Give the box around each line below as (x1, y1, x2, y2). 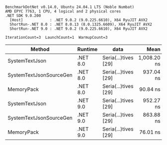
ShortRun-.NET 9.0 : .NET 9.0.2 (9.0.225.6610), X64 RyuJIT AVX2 (9, 26, 148, 31)
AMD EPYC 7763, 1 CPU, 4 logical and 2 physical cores (5, 9, 121, 14)
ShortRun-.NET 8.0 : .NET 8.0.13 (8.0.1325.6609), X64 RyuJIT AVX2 (9, 22, 153, 27)
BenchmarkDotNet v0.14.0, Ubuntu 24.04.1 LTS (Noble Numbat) (5, 4, 135, 9)
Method (30, 46, 50, 53)
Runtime (77, 46, 98, 53)
